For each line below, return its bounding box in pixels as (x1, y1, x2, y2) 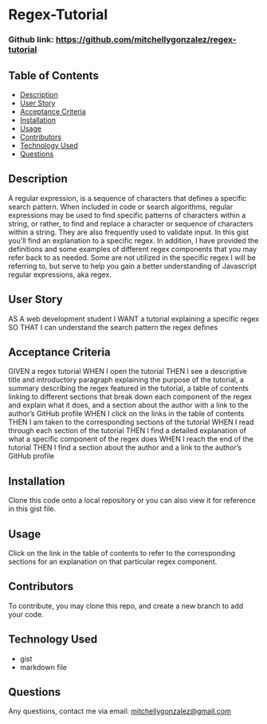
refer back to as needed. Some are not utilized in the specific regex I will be (8, 253, 257, 262)
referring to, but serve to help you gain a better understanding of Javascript (8, 261, 257, 270)
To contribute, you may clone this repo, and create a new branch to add (8, 600, 244, 611)
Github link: (8, 34, 54, 45)
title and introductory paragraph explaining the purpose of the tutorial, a (8, 375, 245, 384)
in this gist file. (8, 504, 57, 513)
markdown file (19, 662, 68, 671)
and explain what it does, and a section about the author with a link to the (8, 400, 249, 410)
